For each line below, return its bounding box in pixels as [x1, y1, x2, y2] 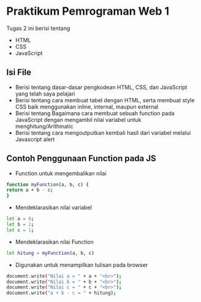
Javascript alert [15, 135, 55, 143]
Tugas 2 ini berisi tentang [6, 25, 70, 32]
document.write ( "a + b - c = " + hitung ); [6, 290, 116, 296]
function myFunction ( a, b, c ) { [6, 181, 89, 187]
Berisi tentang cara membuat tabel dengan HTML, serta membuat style [15, 96, 195, 104]
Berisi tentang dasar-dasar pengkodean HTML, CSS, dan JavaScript [15, 83, 188, 91]
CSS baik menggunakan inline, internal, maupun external [15, 103, 159, 110]
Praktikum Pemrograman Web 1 [6, 4, 170, 18]
